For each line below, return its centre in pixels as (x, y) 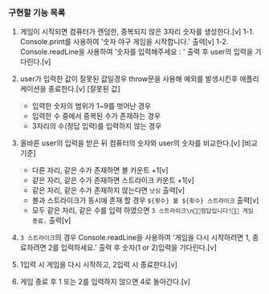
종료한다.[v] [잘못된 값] (84, 89)
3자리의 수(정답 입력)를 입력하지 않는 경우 (97, 126)
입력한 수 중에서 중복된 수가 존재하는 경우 (96, 116)
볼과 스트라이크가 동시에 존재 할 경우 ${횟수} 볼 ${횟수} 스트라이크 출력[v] (145, 200)
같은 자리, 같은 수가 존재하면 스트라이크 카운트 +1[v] (113, 180)
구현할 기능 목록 (37, 12)
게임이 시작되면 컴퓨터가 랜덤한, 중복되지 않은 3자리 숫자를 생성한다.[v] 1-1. (137, 32)
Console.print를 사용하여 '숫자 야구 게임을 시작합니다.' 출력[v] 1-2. (124, 42)
